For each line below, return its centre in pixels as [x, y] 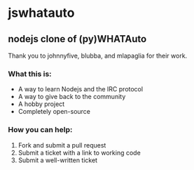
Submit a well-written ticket [57, 160]
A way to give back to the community [72, 97]
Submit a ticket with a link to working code [79, 152]
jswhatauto [41, 13]
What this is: [30, 74]
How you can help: [40, 130]
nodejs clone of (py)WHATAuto [77, 39]
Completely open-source [54, 112]
